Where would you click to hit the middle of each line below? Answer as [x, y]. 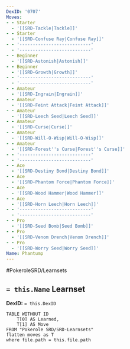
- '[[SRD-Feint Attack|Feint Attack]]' [61, 105]
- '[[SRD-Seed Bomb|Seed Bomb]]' [53, 226]
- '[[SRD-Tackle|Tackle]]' [45, 28]
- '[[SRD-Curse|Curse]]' [42, 127]
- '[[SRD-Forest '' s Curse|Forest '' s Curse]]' [69, 149]
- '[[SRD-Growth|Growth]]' [45, 72]
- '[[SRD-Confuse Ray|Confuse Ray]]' [58, 39]
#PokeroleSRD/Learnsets [37, 270]
